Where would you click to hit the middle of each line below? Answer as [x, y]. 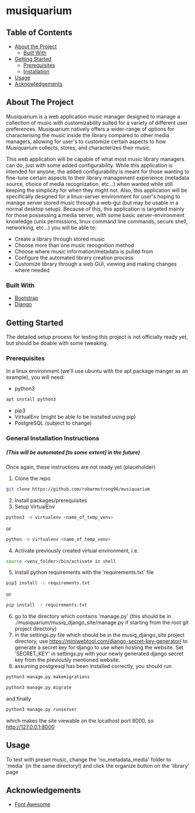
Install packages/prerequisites [51, 500]
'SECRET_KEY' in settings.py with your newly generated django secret [99, 654]
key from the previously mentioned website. [67, 660]
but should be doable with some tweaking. [57, 343]
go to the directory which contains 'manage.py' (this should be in [93, 616]
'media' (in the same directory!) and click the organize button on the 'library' [98, 765]
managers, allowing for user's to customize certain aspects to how [86, 141]
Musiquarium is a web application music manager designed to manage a [93, 116]
